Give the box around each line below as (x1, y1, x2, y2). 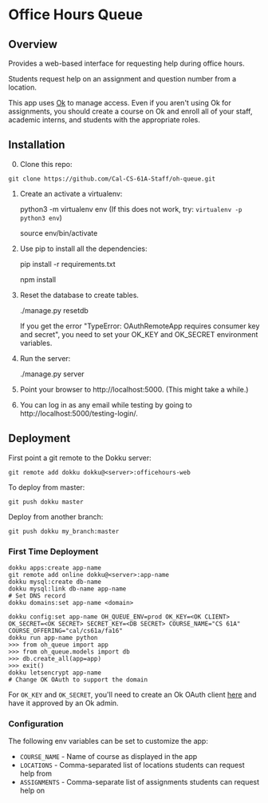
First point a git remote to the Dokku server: (8, 453, 152, 463)
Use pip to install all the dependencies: (19, 244, 148, 253)
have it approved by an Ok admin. (8, 698, 119, 708)
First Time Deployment (8, 546, 99, 557)
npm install (19, 274, 57, 284)
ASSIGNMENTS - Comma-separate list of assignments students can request (19, 777, 260, 787)
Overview (8, 38, 58, 51)
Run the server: (19, 353, 71, 363)
